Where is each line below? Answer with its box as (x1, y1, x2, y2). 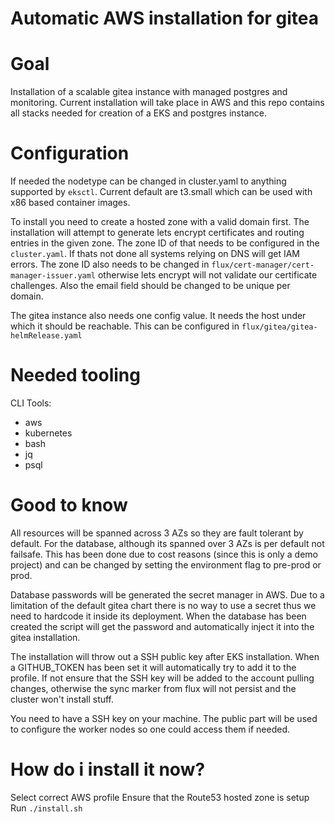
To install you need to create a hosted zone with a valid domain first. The (10, 216, 310, 228)
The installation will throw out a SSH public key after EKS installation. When (10, 650, 320, 662)
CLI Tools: (10, 397, 52, 409)
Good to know (10, 494, 128, 517)
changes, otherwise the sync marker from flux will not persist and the (10, 682, 297, 694)
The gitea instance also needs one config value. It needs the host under (10, 310, 307, 322)
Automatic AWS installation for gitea (10, 7, 320, 30)
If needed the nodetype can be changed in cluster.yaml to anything (10, 175, 287, 187)
